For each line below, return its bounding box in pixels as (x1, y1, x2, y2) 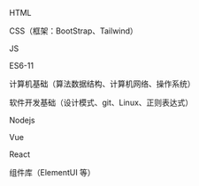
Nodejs (9, 115, 35, 125)
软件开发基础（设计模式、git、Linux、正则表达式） (9, 97, 194, 108)
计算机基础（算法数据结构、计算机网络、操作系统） (9, 78, 195, 89)
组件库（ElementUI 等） (9, 167, 96, 177)
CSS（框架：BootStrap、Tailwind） (9, 26, 139, 36)
